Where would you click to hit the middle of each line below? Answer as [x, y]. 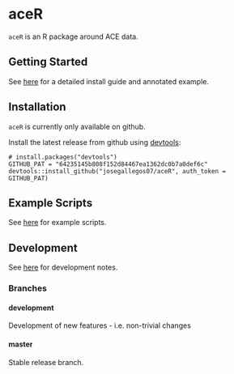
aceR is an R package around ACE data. [74, 36]
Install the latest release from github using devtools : [95, 142]
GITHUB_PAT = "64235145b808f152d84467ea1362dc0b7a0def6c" [108, 164]
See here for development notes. [63, 267]
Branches [28, 288]
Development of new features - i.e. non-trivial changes [100, 325]
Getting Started [48, 62]
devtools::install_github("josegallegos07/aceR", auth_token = [117, 171]
